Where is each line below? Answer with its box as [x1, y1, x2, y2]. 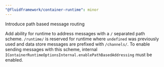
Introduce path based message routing [5, 21, 85, 27]
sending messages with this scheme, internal [5, 46, 98, 52]
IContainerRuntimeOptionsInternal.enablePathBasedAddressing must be [5, 52, 153, 58]
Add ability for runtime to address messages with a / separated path [5, 30, 145, 36]
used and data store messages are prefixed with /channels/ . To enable [5, 41, 150, 47]
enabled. [5, 57, 23, 63]
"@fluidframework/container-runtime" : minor [5, 7, 99, 12]
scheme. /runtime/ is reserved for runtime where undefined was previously [5, 36, 159, 42]
